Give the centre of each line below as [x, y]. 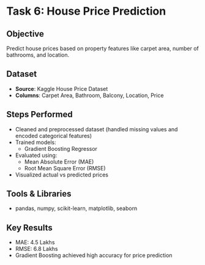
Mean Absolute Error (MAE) [59, 162]
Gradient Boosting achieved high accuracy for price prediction [94, 255]
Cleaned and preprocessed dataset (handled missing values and [96, 129]
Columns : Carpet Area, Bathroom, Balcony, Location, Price [89, 95]
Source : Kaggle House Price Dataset [61, 89]
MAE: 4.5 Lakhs [35, 242]
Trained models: [35, 142]
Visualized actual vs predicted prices [62, 175]
